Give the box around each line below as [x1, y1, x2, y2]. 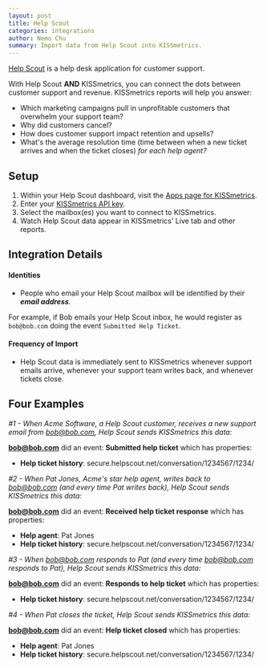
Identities [8, 270, 41, 279]
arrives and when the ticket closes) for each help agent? [19, 146, 207, 156]
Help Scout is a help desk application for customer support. [8, 63, 205, 73]
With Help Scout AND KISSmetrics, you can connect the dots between [8, 79, 241, 89]
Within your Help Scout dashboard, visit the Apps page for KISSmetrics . [19, 190, 257, 200]
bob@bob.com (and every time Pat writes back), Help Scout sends [8, 482, 230, 492]
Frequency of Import [8, 339, 79, 349]
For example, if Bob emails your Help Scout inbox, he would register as [8, 312, 242, 322]
